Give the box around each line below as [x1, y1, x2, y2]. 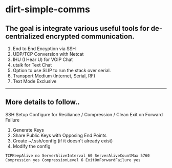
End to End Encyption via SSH [12, 46, 76, 52]
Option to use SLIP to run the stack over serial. [12, 68, 111, 73]
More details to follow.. [5, 98, 80, 107]
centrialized [5, 32, 45, 40]
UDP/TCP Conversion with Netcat [12, 51, 84, 57]
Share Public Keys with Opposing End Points [12, 132, 106, 138]
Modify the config [12, 143, 51, 149]
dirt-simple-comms [5, 4, 91, 15]
